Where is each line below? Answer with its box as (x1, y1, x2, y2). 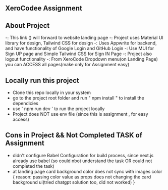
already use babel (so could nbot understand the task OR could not (12, 158, 152, 164)
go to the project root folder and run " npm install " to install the (12, 95, 145, 101)
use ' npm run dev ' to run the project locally (12, 106, 105, 112)
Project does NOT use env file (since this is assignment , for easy (12, 111, 148, 117)
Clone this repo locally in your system (12, 89, 91, 96)
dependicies (12, 101, 39, 107)
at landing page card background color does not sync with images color (12, 168, 162, 174)
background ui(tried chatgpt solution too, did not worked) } (12, 179, 135, 185)
